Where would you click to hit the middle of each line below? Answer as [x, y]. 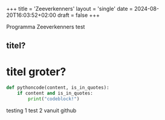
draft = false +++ [79, 15]
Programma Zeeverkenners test [46, 27]
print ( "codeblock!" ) [54, 99]
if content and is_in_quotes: [55, 93]
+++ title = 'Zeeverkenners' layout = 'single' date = [70, 9]
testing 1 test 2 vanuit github [41, 110]
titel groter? [36, 71]
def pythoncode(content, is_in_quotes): [58, 88]
